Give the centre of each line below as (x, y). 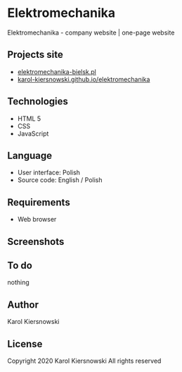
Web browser (37, 220)
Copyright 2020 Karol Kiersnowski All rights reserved (84, 361)
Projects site (35, 55)
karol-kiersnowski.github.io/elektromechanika (84, 79)
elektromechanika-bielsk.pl (57, 71)
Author (23, 305)
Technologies (38, 101)
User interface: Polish (49, 173)
